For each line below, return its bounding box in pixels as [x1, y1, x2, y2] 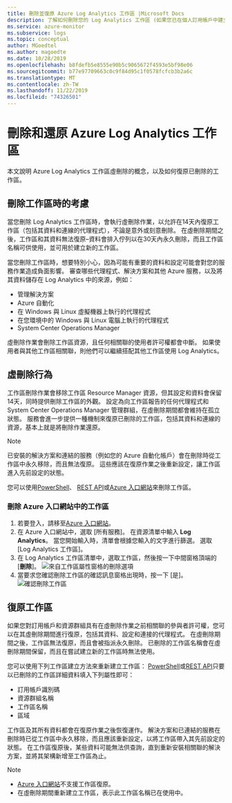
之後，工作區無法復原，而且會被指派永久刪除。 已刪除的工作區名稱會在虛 [12, 639, 221, 647]
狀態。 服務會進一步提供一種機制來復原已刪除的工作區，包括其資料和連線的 [7, 414, 221, 422]
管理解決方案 [17, 290, 54, 298]
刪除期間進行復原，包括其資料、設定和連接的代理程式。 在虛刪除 [30, 630, 215, 638]
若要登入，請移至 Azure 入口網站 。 [17, 519, 115, 527]
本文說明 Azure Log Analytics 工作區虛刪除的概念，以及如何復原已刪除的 [7, 167, 213, 175]
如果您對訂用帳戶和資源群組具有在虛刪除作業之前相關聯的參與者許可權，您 [7, 621, 219, 630]
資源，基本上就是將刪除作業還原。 [7, 423, 104, 431]
